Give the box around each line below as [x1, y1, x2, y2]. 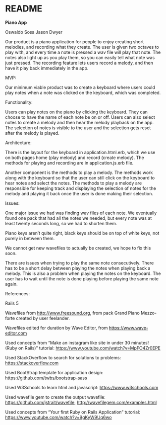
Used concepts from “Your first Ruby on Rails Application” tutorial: [5, 409, 140, 415]
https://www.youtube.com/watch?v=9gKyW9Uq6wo [5, 414, 112, 420]
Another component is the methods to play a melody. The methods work [5, 170, 153, 175]
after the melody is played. [5, 130, 59, 136]
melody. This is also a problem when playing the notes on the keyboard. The [5, 270, 161, 276]
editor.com [5, 330, 27, 336]
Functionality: [5, 99, 33, 105]
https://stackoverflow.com [5, 360, 58, 366]
